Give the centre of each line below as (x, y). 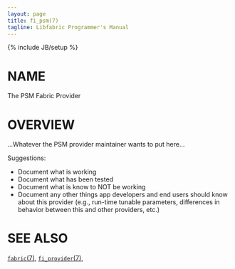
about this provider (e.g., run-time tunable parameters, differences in (119, 202)
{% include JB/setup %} (43, 48)
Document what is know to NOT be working (82, 187)
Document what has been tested (66, 179)
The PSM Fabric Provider (44, 96)
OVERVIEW (41, 125)
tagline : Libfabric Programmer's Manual (68, 27)
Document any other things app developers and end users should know (122, 195)
